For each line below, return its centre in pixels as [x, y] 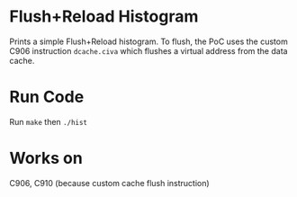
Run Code [47, 97]
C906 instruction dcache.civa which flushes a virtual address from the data [148, 50]
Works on [46, 158]
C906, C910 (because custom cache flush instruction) [109, 183]
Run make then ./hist [49, 121]
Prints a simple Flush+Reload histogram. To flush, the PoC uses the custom [148, 41]
